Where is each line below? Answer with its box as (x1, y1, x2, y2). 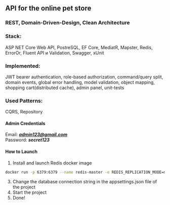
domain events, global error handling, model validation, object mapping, (5, 79, 155, 85)
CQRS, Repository (5, 109, 43, 115)
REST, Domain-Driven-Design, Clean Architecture (5, 19, 130, 26)
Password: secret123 (5, 137, 50, 143)
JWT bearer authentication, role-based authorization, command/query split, (5, 73, 163, 80)
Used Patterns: (5, 97, 43, 104)
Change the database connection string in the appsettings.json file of (12, 179, 157, 185)
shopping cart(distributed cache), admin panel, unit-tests (5, 85, 124, 91)
